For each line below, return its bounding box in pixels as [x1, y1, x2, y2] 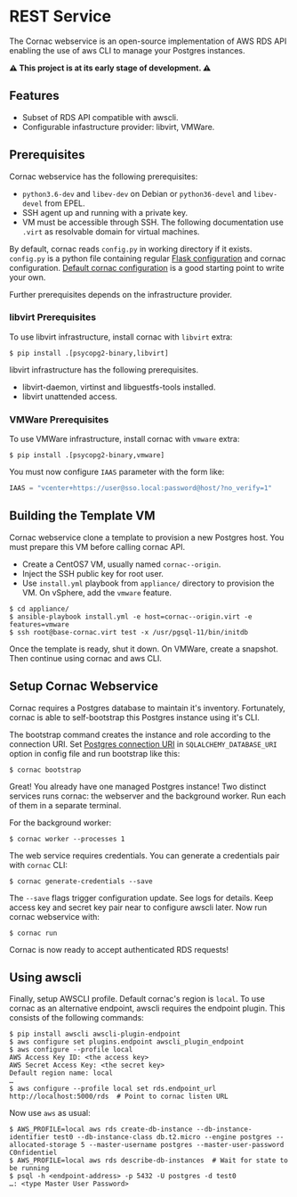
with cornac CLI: [9, 859, 68, 870]
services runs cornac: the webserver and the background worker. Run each [9, 791, 286, 801]
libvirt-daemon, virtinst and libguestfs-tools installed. [21, 381, 216, 392]
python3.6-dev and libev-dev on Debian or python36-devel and [21, 188, 252, 199]
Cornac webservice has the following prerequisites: [9, 171, 198, 182]
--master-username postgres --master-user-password [88, 1141, 285, 1150]
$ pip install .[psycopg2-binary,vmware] [9, 451, 165, 460]
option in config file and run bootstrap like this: [9, 748, 181, 758]
